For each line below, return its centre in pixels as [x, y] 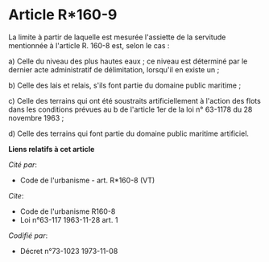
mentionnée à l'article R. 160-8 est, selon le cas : [89, 45]
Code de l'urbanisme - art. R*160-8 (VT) [87, 180]
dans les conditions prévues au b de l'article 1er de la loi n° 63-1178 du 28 [130, 109]
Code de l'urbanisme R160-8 [68, 211]
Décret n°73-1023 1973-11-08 [69, 251]
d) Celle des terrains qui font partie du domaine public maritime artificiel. [129, 133]
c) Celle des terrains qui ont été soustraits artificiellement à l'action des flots [135, 100]
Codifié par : [28, 235]
